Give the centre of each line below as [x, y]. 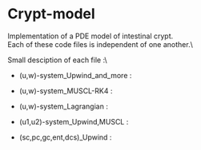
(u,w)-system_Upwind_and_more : [75, 75]
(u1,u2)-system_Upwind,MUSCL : [74, 121]
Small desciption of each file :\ [57, 60]
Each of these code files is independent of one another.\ [100, 44]
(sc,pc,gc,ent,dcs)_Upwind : [65, 137]
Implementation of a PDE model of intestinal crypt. [90, 36]
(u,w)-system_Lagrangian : [64, 106]
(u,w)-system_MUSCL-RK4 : [66, 91]
